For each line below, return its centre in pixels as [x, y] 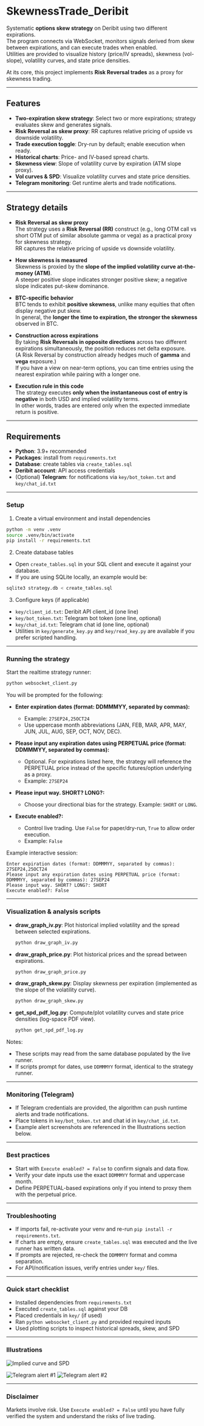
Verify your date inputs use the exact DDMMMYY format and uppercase [100, 1175]
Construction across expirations [57, 335]
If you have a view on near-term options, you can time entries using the [104, 368]
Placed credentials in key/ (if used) [59, 1315]
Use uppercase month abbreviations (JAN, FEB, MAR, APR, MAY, [105, 725]
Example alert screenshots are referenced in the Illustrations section [100, 1127]
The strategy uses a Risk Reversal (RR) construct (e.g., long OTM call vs [106, 229]
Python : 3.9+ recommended [51, 451]
